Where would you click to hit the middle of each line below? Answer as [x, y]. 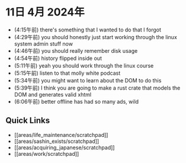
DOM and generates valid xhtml [53, 94]
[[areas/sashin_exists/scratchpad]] [57, 141]
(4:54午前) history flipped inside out [58, 58]
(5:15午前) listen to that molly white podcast [67, 73]
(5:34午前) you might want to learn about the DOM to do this [88, 80]
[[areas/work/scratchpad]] [46, 154]
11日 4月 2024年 [45, 12]
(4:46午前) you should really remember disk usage [76, 50]
